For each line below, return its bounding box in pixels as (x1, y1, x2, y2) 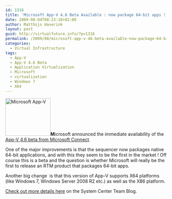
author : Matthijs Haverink (5, 22, 63, 27)
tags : (5, 50, 17, 55)
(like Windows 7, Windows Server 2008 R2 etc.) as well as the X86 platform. (5, 178, 165, 184)
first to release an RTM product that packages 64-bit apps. (5, 163, 130, 169)
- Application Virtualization (10, 65, 74, 70)
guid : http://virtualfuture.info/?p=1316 (5, 31, 95, 36)
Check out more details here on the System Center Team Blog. (5, 188, 137, 194)
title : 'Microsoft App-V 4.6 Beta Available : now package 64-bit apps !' (5, 12, 168, 17)
